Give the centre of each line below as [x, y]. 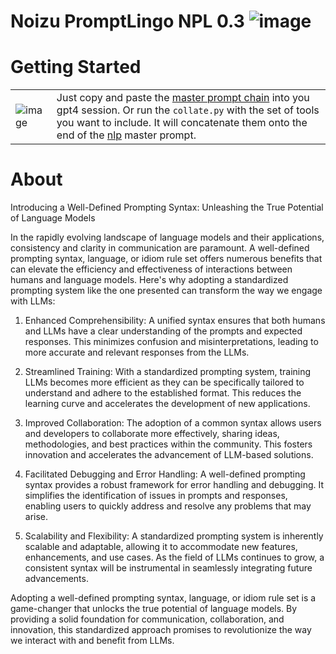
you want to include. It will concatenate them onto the [182, 123]
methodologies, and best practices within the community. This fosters [168, 444]
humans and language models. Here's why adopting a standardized [149, 280]
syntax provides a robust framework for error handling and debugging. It [174, 485]
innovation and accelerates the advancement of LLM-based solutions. [169, 455]
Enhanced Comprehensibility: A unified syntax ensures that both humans [175, 321]
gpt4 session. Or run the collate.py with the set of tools [188, 110]
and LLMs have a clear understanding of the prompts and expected [163, 331]
